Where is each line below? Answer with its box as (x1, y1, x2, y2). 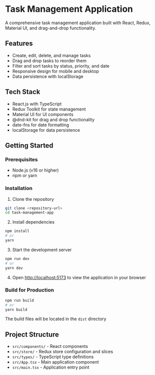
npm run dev (5, 256, 30, 261)
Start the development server (12, 247, 72, 253)
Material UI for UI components (12, 111, 74, 117)
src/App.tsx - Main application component (12, 359, 99, 365)
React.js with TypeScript (12, 101, 62, 107)
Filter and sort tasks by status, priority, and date (12, 63, 110, 69)
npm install (5, 228, 30, 234)
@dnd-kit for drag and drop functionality (12, 116, 95, 122)
